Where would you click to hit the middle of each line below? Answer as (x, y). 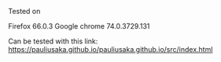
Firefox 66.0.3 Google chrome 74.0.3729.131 (79, 26)
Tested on (24, 11)
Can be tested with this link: (53, 41)
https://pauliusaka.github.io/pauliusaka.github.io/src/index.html (110, 49)
